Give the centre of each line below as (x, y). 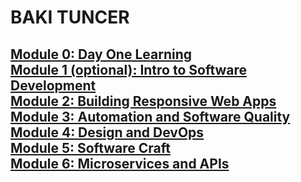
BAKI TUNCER (70, 17)
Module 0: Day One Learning (101, 54)
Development (53, 85)
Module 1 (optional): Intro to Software (129, 69)
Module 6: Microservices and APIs (120, 163)
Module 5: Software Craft (90, 147)
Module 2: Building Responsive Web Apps (143, 101)
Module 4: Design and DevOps (107, 132)
